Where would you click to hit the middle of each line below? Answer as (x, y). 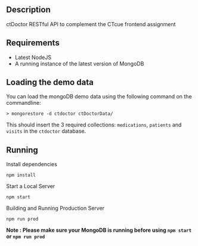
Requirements (33, 43)
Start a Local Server (31, 186)
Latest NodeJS (33, 57)
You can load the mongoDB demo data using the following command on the (99, 96)
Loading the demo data (50, 82)
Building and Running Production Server (55, 208)
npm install (21, 175)
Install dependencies (32, 164)
